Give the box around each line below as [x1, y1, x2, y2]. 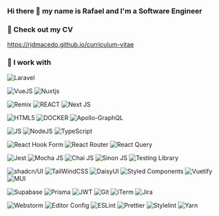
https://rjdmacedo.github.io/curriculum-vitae [7, 41, 134, 49]
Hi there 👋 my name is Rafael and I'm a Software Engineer [7, 6, 202, 16]
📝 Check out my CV [7, 24, 74, 34]
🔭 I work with [7, 58, 52, 68]
